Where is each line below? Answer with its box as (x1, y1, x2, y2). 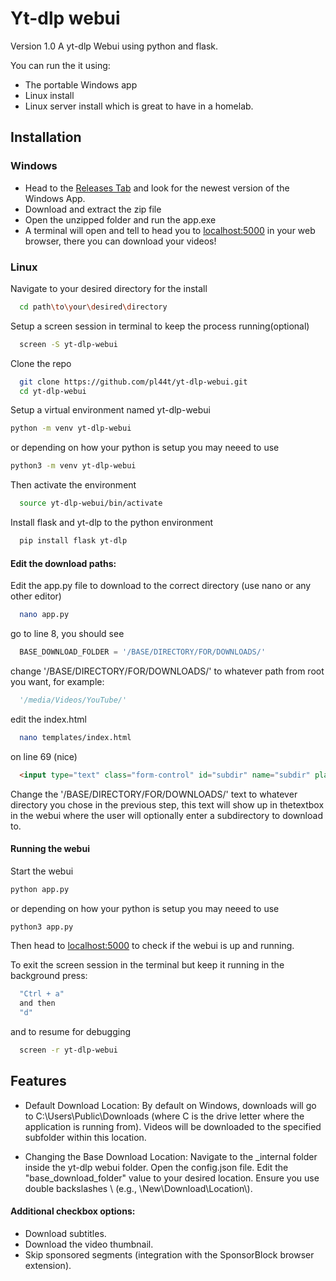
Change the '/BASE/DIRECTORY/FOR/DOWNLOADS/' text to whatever (10, 788, 298, 800)
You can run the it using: (10, 59, 111, 71)
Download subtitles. (24, 1227, 107, 1239)
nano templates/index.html (19, 732, 132, 742)
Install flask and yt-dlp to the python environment (10, 517, 214, 529)
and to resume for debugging (10, 1026, 132, 1038)
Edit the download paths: (10, 557, 117, 569)
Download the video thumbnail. (24, 1238, 154, 1250)
